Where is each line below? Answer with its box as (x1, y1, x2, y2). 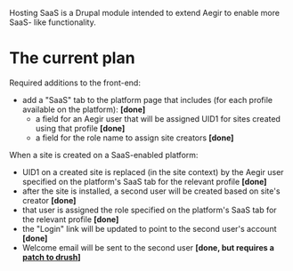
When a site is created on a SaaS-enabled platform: (9, 149, 199, 160)
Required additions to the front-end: (9, 77, 141, 88)
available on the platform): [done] (21, 104, 146, 115)
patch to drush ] (21, 251, 82, 262)
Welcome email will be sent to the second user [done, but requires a (21, 242, 274, 252)
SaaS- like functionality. (9, 17, 96, 28)
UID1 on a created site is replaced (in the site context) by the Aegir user (21, 166, 284, 177)
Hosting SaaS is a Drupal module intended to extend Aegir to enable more (9, 8, 281, 18)
